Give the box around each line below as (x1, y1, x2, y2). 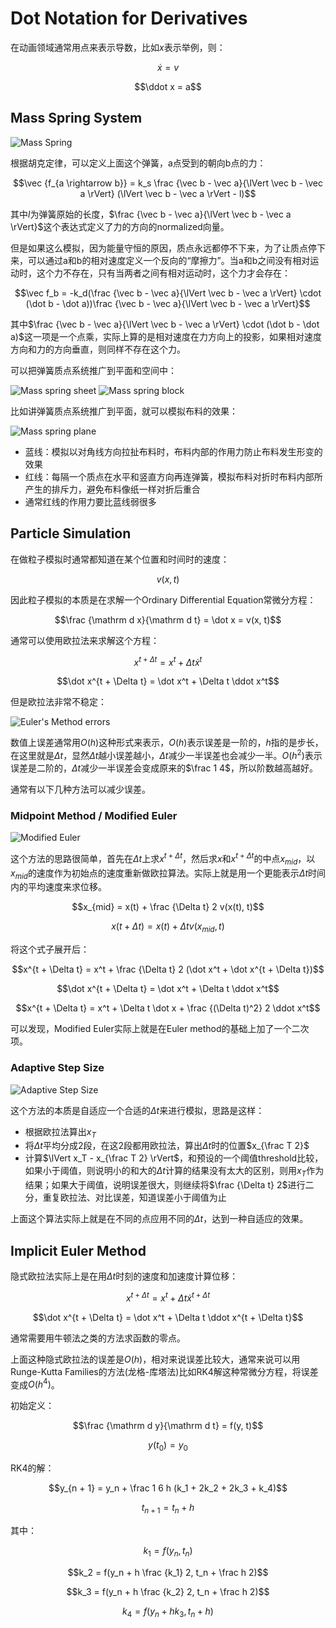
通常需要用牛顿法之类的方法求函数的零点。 (10, 1332, 186, 1344)
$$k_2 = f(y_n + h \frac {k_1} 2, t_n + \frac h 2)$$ (67, 1566, 269, 1578)
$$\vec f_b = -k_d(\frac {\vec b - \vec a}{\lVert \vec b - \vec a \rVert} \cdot (14, 287, 322, 299)
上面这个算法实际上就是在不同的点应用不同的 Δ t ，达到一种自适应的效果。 (10, 1213, 309, 1225)
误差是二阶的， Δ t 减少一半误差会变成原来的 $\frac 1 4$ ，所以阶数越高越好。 (10, 762, 319, 774)
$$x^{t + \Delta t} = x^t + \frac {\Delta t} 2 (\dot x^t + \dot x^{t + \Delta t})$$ (11, 963, 325, 976)
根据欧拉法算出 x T (24, 1125, 97, 1140)
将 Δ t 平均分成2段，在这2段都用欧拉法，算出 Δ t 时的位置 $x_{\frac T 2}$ (24, 1140, 310, 1152)
